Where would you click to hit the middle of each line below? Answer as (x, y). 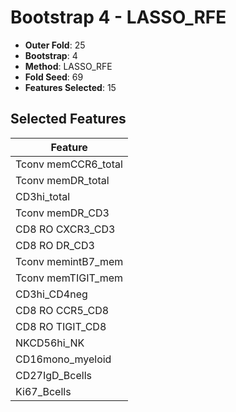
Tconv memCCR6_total (69, 164)
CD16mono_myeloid (63, 359)
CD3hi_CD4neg (51, 294)
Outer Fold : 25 (55, 45)
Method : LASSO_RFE (68, 66)
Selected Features (68, 119)
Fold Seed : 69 (54, 77)
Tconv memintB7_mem (69, 261)
